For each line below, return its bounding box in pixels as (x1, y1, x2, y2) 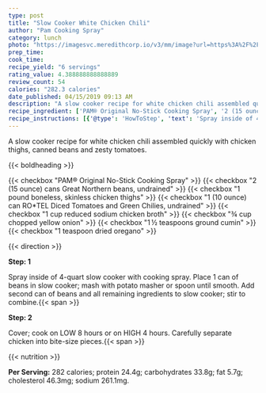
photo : (8, 41, 30, 49)
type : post (8, 11, 44, 20)
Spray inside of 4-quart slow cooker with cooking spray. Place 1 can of (8, 272, 239, 281)
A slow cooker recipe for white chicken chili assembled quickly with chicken (8, 136, 256, 146)
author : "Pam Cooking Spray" (8, 26, 104, 34)
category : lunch (8, 33, 62, 42)
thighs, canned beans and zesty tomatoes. (8, 144, 147, 155)
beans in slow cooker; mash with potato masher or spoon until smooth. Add (8, 280, 255, 290)
